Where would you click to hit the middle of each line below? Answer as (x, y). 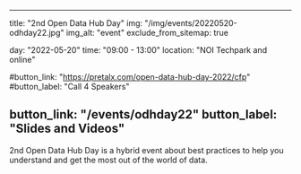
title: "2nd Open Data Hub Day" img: (76, 23)
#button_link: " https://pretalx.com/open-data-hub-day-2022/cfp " (130, 77)
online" (22, 60)
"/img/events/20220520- (191, 23)
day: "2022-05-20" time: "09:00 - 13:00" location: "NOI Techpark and (138, 50)
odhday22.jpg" (37, 33)
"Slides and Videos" (67, 129)
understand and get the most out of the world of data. (108, 160)
